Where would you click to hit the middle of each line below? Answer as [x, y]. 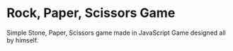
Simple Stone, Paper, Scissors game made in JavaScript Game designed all [116, 33]
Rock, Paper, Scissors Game [91, 13]
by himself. [23, 40]
